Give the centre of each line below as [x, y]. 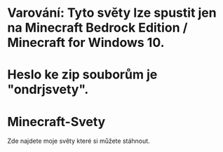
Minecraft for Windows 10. [86, 43]
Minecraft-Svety [56, 122]
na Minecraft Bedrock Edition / [97, 28]
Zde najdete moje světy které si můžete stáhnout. [79, 141]
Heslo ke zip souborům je [82, 75]
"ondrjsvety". [48, 90]
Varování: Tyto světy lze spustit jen [112, 13]
